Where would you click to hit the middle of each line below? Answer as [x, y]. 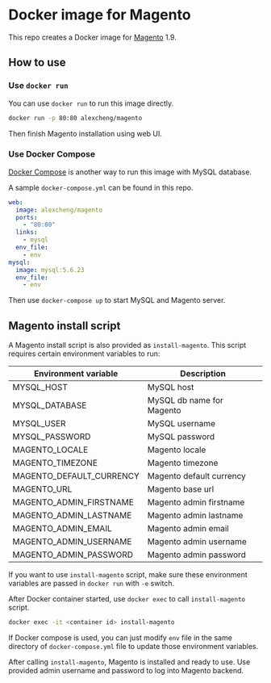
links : [27, 233]
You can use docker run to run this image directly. [91, 103]
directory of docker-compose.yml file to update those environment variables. [133, 646]
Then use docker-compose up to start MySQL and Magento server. [117, 300]
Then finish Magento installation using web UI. [85, 133]
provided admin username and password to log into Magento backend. [126, 670]
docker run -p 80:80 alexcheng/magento [75, 118]
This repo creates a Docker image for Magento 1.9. [93, 37]
